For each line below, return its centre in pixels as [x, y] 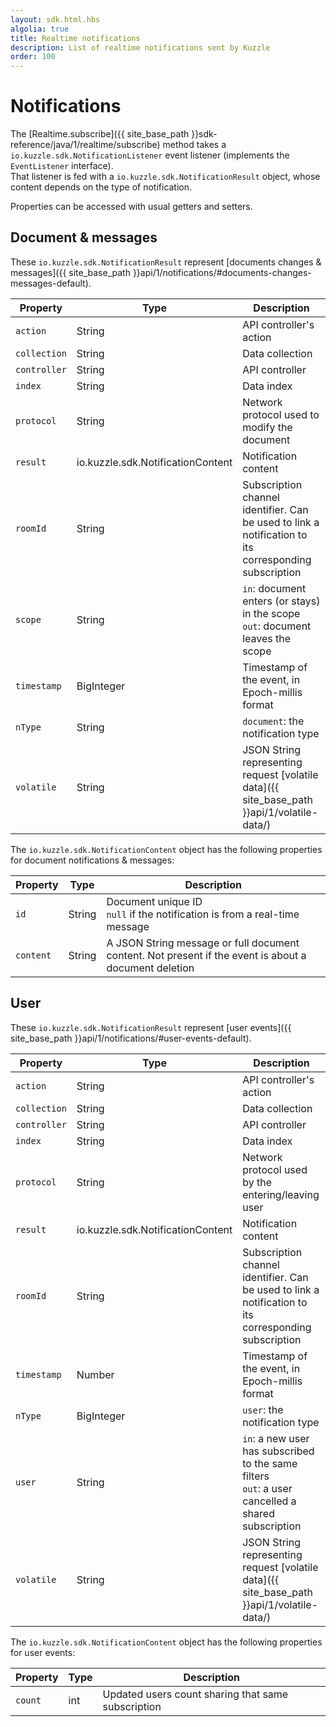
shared [258, 1513]
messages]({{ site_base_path [70, 272]
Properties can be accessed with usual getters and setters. [131, 207]
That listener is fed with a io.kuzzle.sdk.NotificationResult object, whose [165, 177]
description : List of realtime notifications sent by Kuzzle [140, 47]
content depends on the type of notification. [101, 187]
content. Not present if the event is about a [206, 955]
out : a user [267, 1488]
